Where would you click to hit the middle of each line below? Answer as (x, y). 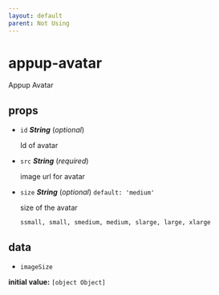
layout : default (35, 16)
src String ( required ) (54, 161)
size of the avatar (49, 208)
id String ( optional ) (52, 130)
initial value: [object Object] (57, 282)
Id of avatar (39, 145)
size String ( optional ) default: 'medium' (87, 192)
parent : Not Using (39, 23)
